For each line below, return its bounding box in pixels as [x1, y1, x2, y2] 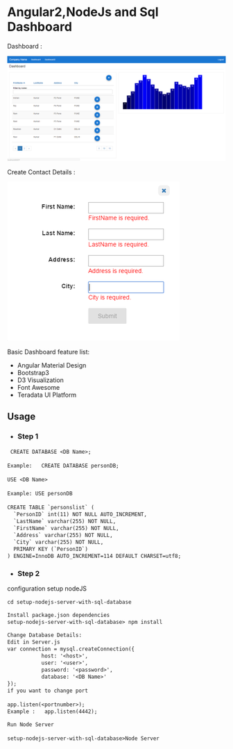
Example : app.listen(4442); [7, 708, 98, 716]
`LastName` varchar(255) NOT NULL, [13, 518, 116, 525]
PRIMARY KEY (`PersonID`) [13, 545, 89, 552]
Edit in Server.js [7, 639, 60, 646]
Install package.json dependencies [7, 612, 110, 619]
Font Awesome [17, 384, 60, 392]
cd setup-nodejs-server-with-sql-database [7, 599, 132, 606]
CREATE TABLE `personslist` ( [7, 504, 95, 511]
